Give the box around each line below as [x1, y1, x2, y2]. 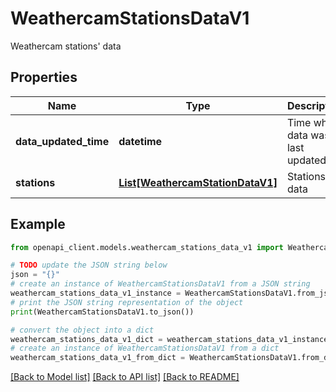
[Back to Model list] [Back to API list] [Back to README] [10, 371, 240, 383]
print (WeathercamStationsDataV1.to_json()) [10, 307, 195, 317]
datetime [118, 134, 163, 148]
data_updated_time [15, 134, 110, 148]
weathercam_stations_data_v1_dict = [10, 334, 163, 344]
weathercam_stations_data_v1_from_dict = [10, 353, 186, 363]
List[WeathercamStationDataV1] [118, 175, 278, 189]
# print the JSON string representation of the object [10, 297, 244, 307]
